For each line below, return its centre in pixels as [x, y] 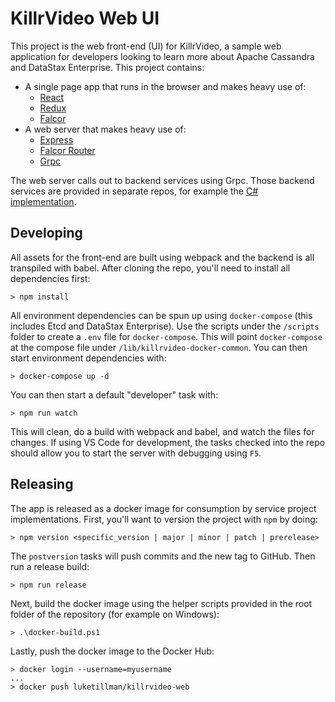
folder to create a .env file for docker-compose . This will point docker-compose [166, 336]
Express [56, 139]
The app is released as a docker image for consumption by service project [163, 508]
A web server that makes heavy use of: [105, 129]
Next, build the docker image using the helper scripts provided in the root [161, 603]
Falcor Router [67, 150]
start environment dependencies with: [88, 358]
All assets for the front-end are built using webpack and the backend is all [162, 257]
